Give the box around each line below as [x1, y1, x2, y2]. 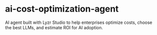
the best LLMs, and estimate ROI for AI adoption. [5, 24, 103, 30]
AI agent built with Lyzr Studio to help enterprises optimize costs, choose [5, 19, 153, 25]
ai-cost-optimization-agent [5, 3, 119, 15]
